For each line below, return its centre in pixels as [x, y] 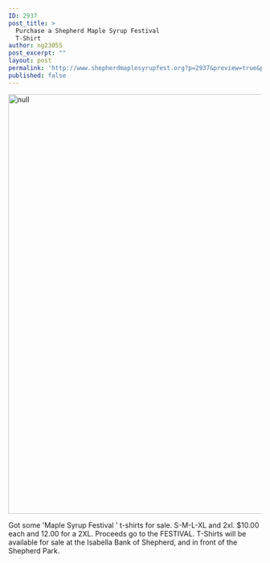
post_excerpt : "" [37, 53]
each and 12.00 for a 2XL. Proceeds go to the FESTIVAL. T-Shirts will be [127, 533]
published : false [37, 75]
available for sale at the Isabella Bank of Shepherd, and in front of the [123, 542]
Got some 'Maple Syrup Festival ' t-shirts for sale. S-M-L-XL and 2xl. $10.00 [134, 525]
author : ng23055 [35, 46]
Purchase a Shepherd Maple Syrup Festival [88, 31]
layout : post [30, 61]
